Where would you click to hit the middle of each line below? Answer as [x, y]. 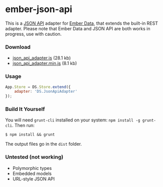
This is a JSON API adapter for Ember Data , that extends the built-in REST [82, 23]
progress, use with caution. [33, 34]
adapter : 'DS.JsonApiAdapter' [46, 92]
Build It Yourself [25, 109]
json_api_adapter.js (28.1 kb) [42, 58]
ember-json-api [39, 9]
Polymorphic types [32, 168]
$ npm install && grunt [30, 135]
